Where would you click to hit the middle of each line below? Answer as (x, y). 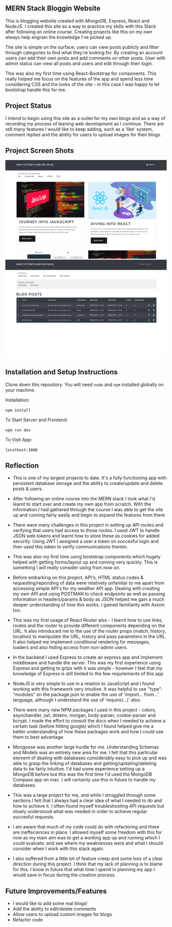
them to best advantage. (39, 737)
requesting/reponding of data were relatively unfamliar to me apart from (89, 583)
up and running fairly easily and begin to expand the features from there (89, 515)
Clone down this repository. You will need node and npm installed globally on (84, 385)
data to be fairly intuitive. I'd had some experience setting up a (79, 769)
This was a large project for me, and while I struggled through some (84, 795)
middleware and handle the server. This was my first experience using (87, 663)
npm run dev (18, 430)
